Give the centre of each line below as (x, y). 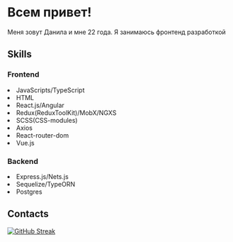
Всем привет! (50, 12)
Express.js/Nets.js (42, 176)
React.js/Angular (41, 105)
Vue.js (25, 143)
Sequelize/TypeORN (46, 184)
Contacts (28, 214)
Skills (19, 54)
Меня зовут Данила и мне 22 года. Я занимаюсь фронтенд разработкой (117, 32)
